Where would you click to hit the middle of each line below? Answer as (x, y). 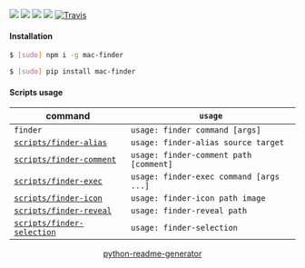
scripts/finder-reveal (63, 211)
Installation (31, 35)
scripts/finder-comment (65, 160)
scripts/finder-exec (58, 181)
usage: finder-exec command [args (205, 177)
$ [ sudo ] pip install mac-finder (73, 72)
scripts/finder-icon (58, 199)
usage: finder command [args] (196, 130)
